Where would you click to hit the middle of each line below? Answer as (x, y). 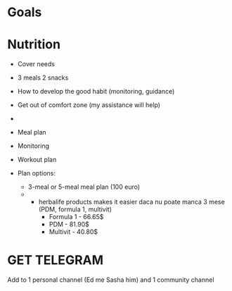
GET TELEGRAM (56, 260)
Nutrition (34, 45)
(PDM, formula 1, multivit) (75, 209)
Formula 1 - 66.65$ (76, 217)
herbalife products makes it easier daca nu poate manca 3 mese (131, 202)
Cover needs (36, 64)
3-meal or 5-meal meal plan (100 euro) (84, 187)
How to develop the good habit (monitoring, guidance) (96, 92)
